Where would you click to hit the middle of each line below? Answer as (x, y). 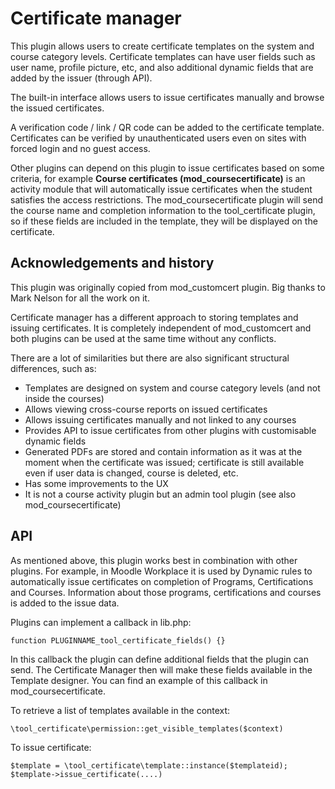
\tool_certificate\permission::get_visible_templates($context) (147, 728)
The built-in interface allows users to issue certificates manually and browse (167, 97)
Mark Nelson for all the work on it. (80, 298)
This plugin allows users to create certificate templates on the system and (162, 46)
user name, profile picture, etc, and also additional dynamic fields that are (162, 67)
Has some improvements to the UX (96, 483)
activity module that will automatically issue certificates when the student (161, 189)
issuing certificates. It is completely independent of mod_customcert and (161, 328)
